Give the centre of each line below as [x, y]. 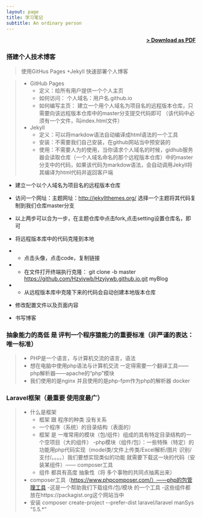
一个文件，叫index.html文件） [86, 121]
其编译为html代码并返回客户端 [76, 172]
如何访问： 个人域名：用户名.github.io [85, 98]
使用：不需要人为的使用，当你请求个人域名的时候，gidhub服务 [116, 150]
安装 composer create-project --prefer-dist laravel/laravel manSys [112, 503]
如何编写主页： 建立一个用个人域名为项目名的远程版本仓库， [113, 106]
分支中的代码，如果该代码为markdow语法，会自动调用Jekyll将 [116, 165]
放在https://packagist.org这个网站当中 [77, 495]
